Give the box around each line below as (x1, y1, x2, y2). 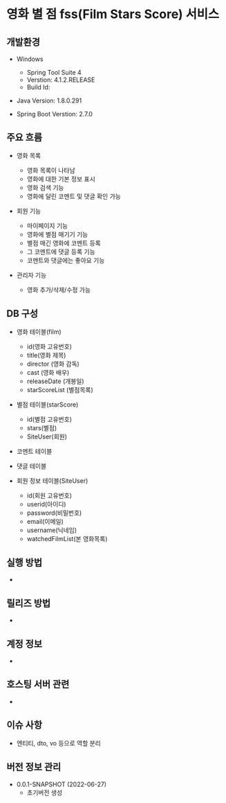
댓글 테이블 (16, 461, 47, 470)
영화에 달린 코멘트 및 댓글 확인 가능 (26, 192, 122, 200)
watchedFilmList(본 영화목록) (26, 534, 108, 542)
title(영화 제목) (26, 351, 66, 359)
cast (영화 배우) (26, 368, 70, 376)
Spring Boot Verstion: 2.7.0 (16, 110, 93, 118)
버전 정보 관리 (6, 761, 62, 773)
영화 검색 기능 (26, 183, 64, 191)
